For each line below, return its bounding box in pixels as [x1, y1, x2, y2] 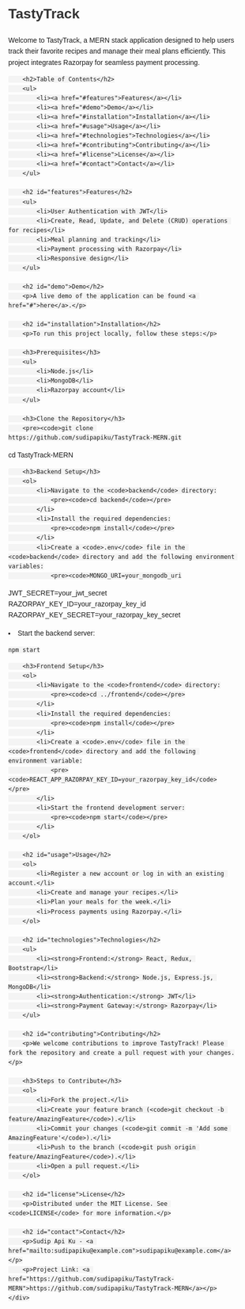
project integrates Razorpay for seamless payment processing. [8, 58, 200, 67]
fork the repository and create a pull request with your [8, 1049, 203, 1057]
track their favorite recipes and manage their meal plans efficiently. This [8, 47, 226, 56]
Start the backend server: [17, 628, 96, 637]
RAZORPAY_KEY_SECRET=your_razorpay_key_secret [8, 611, 181, 619]
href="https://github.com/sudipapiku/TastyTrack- [8, 1275, 175, 1284]
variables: [8, 562, 44, 570]
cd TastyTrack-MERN [8, 450, 73, 459]
